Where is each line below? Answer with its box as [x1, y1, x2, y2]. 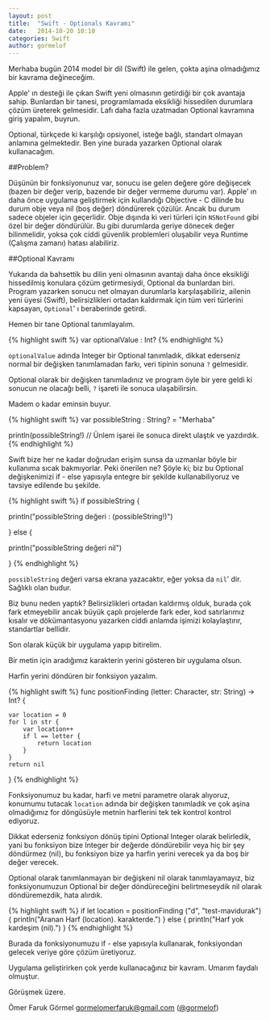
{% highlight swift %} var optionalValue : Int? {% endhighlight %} [8, 335, 224, 345]
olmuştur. [8, 972, 40, 981]
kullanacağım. [8, 147, 55, 157]
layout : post [8, 11, 52, 20]
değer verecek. [8, 858, 59, 867]
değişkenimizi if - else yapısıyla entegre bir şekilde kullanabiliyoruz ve [8, 472, 240, 481]
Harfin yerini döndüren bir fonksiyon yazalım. [8, 671, 158, 681]
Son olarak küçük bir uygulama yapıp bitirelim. [8, 640, 162, 650]
